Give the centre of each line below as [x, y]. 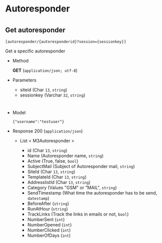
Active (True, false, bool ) [53, 161]
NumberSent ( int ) [46, 219]
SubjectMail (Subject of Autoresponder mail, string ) [81, 166]
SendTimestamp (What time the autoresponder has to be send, [92, 192]
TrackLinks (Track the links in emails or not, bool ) [78, 214]
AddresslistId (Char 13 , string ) [59, 182]
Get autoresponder [35, 30]
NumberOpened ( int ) [49, 224]
